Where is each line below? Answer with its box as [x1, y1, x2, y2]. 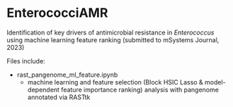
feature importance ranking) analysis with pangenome [60, 85, 219, 94]
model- [204, 77, 226, 86]
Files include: [6, 56, 45, 65]
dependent [27, 85, 59, 94]
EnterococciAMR [6, 5, 108, 21]
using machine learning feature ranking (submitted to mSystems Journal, [6, 35, 220, 44]
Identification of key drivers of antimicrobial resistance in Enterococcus [6, 28, 215, 37]
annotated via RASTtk [27, 93, 91, 101]
